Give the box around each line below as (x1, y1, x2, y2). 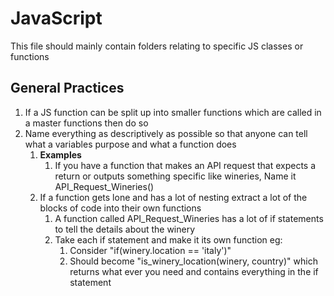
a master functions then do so (24, 117, 149, 129)
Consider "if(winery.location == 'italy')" (69, 244, 232, 256)
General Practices (10, 80, 125, 97)
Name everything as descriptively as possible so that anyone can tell (24, 127, 308, 139)
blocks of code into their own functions (39, 202, 202, 214)
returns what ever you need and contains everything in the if (69, 265, 319, 277)
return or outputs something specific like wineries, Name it (54, 170, 297, 182)
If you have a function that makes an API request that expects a (54, 159, 317, 171)
